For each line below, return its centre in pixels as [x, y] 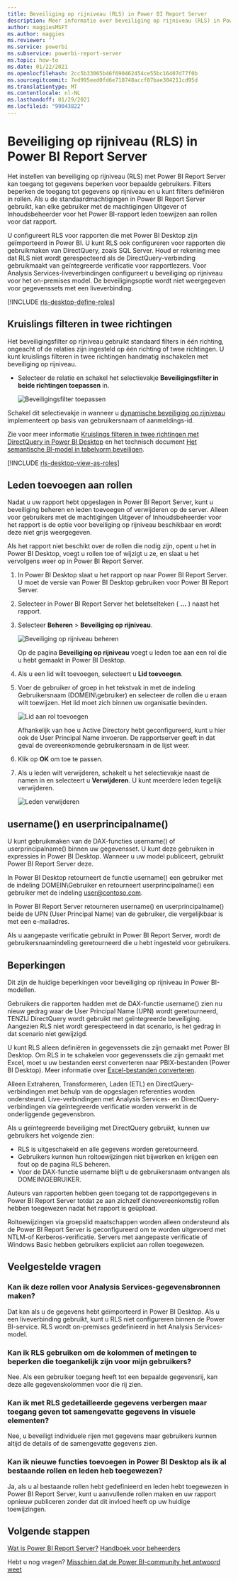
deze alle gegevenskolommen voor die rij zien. [75, 1385]
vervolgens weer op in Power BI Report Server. [75, 561]
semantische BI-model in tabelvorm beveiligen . [76, 449]
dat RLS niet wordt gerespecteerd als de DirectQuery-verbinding [102, 258]
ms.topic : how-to [33, 60]
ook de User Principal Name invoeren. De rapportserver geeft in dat [116, 738]
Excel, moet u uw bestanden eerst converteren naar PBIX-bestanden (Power [119, 1063]
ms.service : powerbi [38, 47]
